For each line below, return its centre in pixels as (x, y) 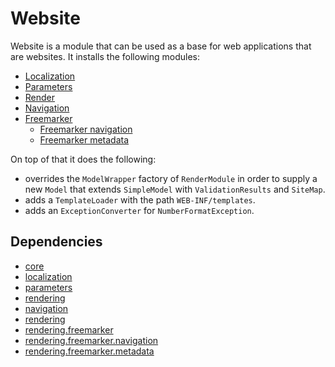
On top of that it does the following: (83, 159)
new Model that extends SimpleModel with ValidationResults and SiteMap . (175, 189)
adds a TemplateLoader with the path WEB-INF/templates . (140, 199)
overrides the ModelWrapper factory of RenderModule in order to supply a (171, 178)
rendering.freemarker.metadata (89, 351)
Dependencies (56, 242)
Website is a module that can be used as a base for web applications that (161, 46)
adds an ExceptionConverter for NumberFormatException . (139, 210)
